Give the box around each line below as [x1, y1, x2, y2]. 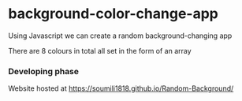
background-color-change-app [8, 5, 218, 23]
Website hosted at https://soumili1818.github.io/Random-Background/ [8, 84, 234, 93]
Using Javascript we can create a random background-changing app [8, 31, 233, 40]
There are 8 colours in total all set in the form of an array [8, 46, 192, 55]
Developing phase [8, 65, 80, 77]
